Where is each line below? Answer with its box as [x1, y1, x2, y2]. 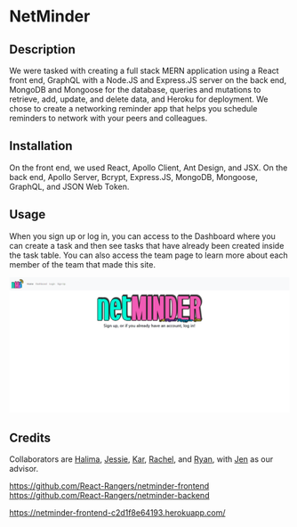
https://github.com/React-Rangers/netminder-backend [9, 490, 210, 501]
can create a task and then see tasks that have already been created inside [9, 240, 285, 251]
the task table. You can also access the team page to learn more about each [9, 250, 288, 260]
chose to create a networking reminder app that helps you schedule [9, 103, 258, 113]
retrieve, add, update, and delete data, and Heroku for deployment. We [9, 94, 269, 104]
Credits [9, 430, 52, 445]
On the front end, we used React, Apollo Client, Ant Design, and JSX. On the [9, 162, 288, 173]
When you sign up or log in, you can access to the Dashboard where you [9, 230, 276, 242]
